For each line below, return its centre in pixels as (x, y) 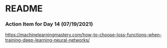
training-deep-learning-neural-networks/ (47, 40)
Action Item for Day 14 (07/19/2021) (49, 24)
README (24, 9)
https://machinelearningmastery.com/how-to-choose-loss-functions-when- (83, 35)
